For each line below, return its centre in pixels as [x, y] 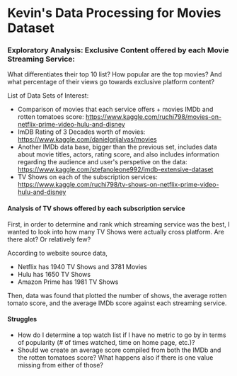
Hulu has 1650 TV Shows [54, 274]
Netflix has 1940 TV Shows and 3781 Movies [82, 266]
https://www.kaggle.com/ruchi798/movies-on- [153, 117]
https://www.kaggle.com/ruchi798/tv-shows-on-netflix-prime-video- [118, 185]
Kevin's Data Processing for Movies [114, 13]
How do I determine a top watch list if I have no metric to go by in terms [122, 335]
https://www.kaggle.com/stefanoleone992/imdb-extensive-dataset [115, 170]
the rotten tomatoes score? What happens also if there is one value [115, 357]
